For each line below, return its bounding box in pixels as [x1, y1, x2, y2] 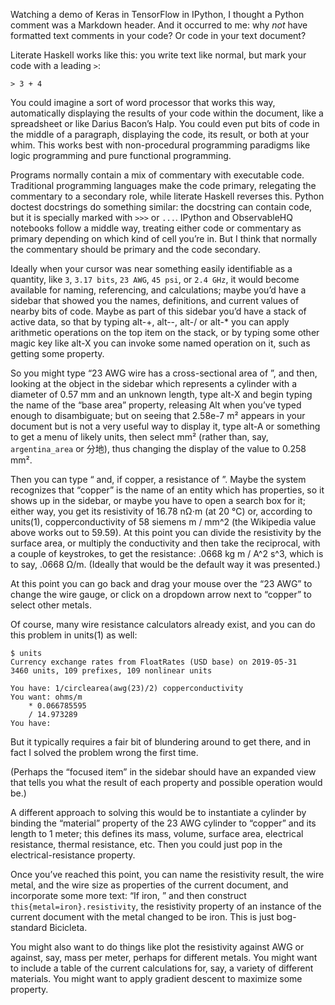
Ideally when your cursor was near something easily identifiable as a [10, 263, 293, 274]
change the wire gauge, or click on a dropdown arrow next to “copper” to [10, 589, 312, 600]
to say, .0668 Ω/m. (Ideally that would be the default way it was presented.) [10, 559, 321, 570]
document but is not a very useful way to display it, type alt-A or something [10, 420, 321, 432]
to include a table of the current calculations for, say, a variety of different [10, 962, 314, 974]
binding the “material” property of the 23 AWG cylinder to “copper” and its [10, 817, 317, 829]
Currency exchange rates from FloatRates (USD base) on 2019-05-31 [10, 657, 298, 667]
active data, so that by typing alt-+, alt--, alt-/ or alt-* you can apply [10, 316, 290, 328]
